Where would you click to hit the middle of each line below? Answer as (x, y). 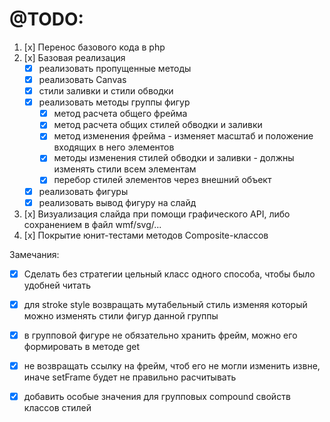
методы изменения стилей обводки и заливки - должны (174, 158)
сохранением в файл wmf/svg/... (92, 224)
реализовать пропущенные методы (115, 68)
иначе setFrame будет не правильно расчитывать (130, 377)
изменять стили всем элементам (125, 169)
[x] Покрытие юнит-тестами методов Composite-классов (146, 235)
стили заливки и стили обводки (106, 91)
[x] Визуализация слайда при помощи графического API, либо (157, 214)
